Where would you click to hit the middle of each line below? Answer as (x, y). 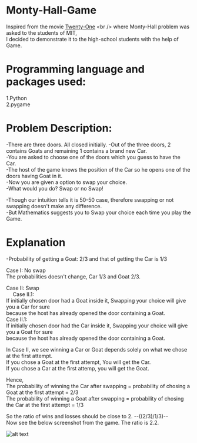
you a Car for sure (28, 307)
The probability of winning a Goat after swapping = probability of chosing (95, 398)
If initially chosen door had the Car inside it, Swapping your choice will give (97, 326)
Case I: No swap (26, 270)
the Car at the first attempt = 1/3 (45, 405)
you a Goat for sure (29, 332)
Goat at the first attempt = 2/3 (42, 392)
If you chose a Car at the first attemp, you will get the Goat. (78, 368)
